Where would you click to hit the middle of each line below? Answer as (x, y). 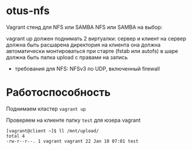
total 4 (16, 136)
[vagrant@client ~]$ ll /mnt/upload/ (53, 131)
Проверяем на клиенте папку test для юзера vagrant (73, 120)
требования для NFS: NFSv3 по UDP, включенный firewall (87, 68)
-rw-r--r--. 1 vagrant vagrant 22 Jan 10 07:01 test (72, 141)
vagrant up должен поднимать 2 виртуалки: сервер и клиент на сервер (96, 38)
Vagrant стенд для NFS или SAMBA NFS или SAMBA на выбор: (84, 27)
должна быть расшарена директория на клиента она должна (83, 45)
